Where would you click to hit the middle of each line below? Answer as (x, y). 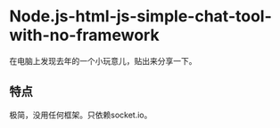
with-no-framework (84, 35)
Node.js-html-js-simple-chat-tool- (140, 16)
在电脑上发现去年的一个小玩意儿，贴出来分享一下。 (103, 60)
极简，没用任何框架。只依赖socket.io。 (81, 115)
